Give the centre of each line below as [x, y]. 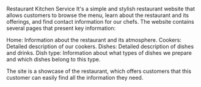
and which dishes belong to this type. [53, 59]
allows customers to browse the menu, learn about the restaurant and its [98, 15]
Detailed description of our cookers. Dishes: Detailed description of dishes [100, 46]
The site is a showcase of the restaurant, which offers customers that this [99, 71]
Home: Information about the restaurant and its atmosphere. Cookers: [94, 40]
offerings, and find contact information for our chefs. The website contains [100, 22]
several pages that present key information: [61, 28]
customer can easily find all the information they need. [75, 78]
